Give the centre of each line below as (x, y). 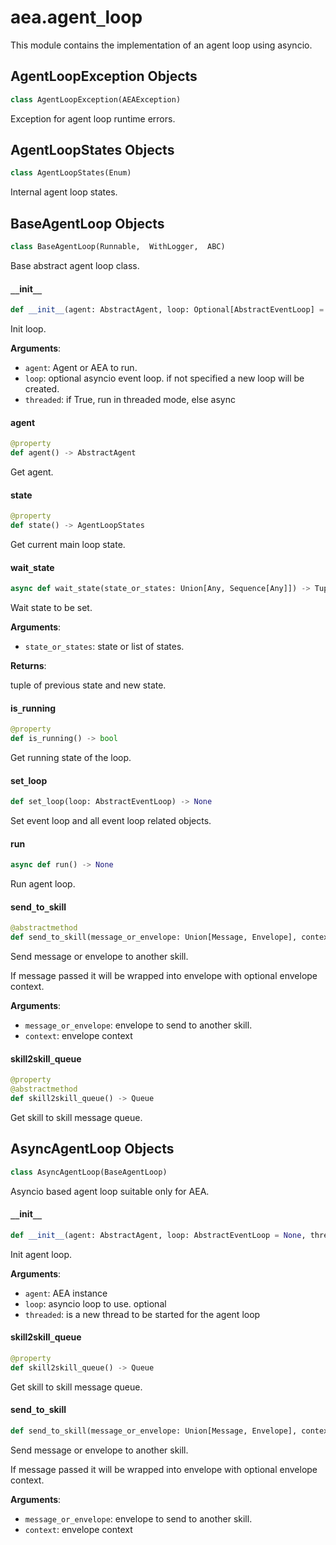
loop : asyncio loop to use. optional (95, 1303)
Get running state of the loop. (71, 758)
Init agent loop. (41, 1254)
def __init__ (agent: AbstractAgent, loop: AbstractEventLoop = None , (158, 1235)
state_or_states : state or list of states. (104, 647)
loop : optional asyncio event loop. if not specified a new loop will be (164, 378)
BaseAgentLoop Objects (87, 223)
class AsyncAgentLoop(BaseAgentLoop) (89, 1172)
